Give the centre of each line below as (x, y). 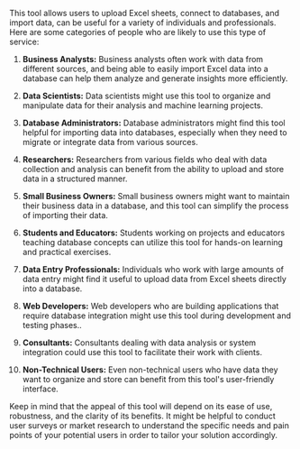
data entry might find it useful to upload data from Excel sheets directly (154, 279)
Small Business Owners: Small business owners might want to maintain (156, 196)
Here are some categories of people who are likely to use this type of (138, 32)
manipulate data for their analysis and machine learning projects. (143, 105)
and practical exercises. (67, 252)
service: (24, 41)
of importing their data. (65, 215)
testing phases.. (52, 325)
